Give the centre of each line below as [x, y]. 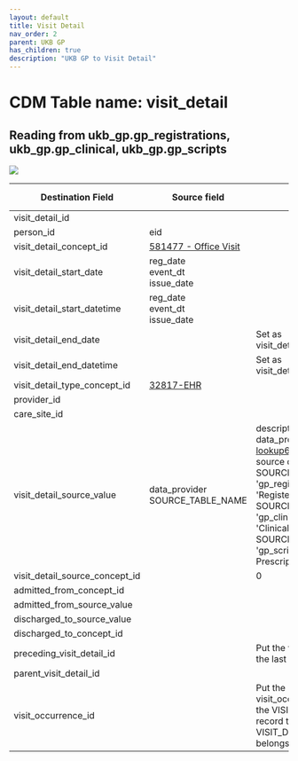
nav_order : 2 [33, 34]
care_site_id [39, 414]
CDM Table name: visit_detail [119, 102]
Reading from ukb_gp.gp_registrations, [120, 135]
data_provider [178, 489]
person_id [35, 232]
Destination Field [77, 197]
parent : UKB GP [37, 42]
